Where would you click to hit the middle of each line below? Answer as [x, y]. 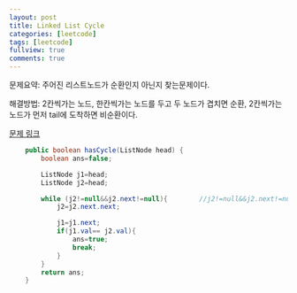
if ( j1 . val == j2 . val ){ [96, 231]
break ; [84, 247]
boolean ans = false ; [77, 158]
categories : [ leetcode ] [53, 34]
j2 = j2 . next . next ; [88, 207]
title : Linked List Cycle [57, 26]
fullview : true [37, 50]
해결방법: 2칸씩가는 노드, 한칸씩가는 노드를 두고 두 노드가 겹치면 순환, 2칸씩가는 [146, 104]
